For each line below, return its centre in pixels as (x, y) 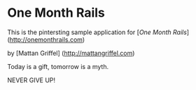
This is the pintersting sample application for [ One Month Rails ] (98, 32)
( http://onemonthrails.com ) (46, 39)
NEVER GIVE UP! (31, 80)
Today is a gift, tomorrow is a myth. (58, 66)
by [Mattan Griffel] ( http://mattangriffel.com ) (71, 53)
